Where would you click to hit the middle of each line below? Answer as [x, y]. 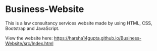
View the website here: [29, 38]
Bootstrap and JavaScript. [32, 28]
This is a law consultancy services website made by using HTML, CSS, [79, 23]
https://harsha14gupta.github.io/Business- [98, 38]
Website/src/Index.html [30, 43]
